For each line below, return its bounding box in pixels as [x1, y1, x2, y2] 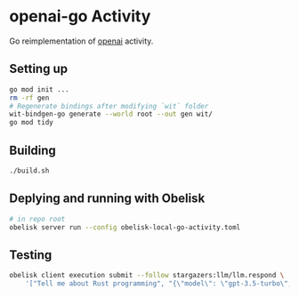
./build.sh [9, 166, 50, 175]
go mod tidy [9, 118, 53, 127]
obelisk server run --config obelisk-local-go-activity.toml [9, 222, 241, 232]
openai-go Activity [9, 6, 151, 27]
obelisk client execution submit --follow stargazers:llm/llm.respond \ [9, 271, 285, 280]
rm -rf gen [9, 93, 50, 102]
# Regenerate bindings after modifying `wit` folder [9, 101, 209, 110]
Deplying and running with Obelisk [9, 191, 206, 206]
